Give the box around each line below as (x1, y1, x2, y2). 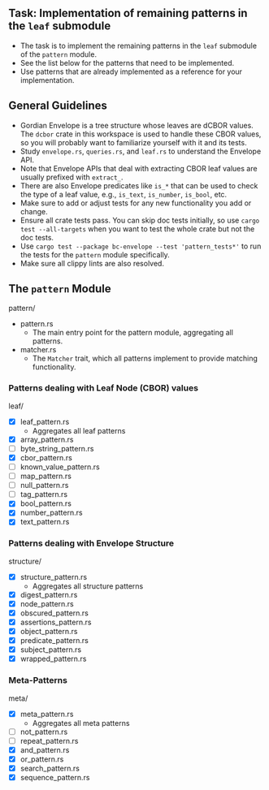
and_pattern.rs (20, 745, 70, 754)
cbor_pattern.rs (20, 452, 73, 462)
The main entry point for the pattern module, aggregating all (32, 328, 234, 338)
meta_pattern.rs (20, 709, 74, 719)
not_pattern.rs (20, 727, 68, 736)
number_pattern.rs (20, 507, 83, 518)
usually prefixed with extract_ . (20, 172, 124, 182)
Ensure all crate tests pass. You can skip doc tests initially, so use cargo (20, 215, 260, 225)
